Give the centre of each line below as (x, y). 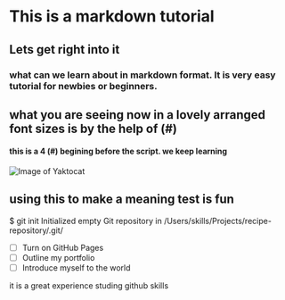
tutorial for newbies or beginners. (83, 86)
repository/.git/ (37, 230)
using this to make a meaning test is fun (122, 200)
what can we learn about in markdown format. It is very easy (142, 75)
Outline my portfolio (58, 257)
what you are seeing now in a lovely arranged (137, 115)
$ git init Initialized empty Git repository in (85, 221)
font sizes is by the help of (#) (94, 128)
